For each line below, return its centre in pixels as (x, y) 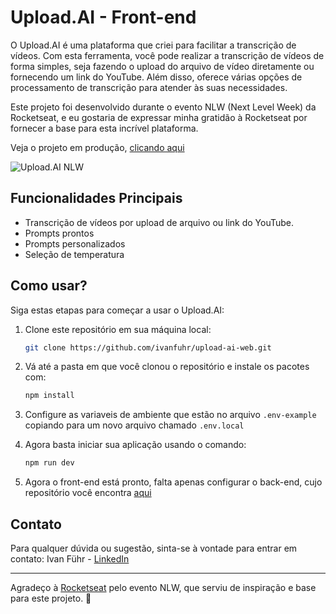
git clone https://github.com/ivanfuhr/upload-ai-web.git (148, 347)
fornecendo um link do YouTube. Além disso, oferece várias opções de (156, 77)
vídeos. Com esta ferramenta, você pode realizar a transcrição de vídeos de (167, 55)
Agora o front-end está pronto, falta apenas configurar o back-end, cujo (173, 482)
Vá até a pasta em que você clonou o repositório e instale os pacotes (167, 367)
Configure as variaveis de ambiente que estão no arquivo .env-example (170, 415)
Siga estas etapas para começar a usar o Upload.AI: (117, 310)
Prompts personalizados (75, 243)
